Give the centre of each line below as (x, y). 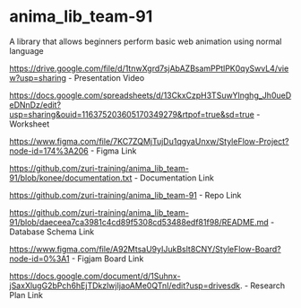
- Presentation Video (107, 77)
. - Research (262, 286)
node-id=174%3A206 (49, 151)
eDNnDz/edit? (35, 104)
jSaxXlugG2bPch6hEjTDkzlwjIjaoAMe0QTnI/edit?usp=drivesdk (125, 286)
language (26, 50)
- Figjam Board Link (107, 259)
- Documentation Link (174, 178)
